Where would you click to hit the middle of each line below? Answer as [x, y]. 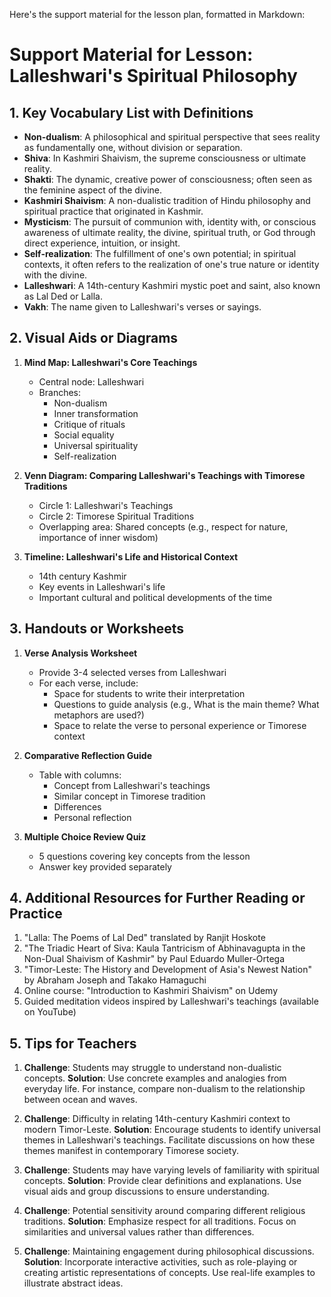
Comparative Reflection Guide [87, 755]
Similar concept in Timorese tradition [129, 796]
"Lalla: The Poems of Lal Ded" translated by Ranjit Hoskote [144, 938]
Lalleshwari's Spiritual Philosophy [153, 76]
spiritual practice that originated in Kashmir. [113, 211]
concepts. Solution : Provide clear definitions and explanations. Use [162, 1181]
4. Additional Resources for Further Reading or [157, 898]
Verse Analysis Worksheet [80, 653]
